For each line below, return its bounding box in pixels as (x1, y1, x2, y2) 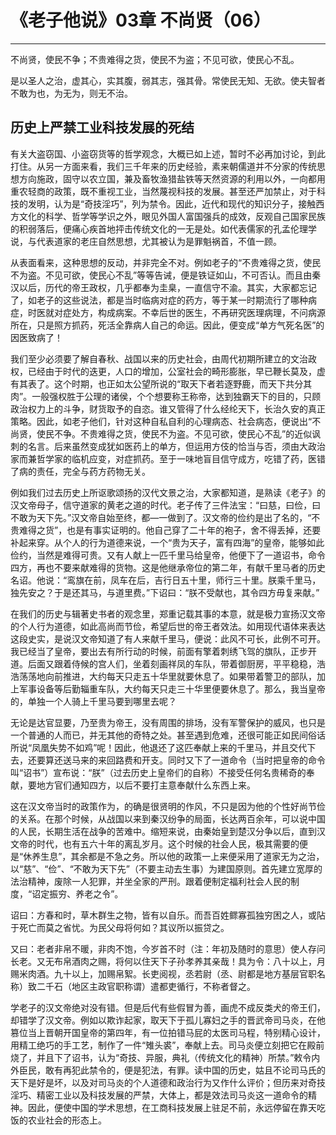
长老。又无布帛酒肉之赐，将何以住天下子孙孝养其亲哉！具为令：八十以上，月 (10, 955, 326, 967)
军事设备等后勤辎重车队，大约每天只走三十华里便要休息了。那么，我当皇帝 (18, 682, 326, 695)
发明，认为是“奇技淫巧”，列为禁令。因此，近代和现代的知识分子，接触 (27, 197, 317, 210)
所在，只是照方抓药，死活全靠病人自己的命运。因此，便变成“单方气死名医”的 (10, 319, 325, 331)
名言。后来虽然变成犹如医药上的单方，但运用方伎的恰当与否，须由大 (27, 440, 308, 452)
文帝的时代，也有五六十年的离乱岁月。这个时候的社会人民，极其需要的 (10, 837, 300, 850)
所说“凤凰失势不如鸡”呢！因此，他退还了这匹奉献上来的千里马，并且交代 (10, 741, 308, 753)
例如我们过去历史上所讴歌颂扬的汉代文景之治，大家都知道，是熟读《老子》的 (10, 486, 326, 498)
